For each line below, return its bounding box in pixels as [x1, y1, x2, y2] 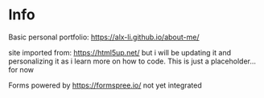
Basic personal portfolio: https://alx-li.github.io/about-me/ [8, 32, 200, 42]
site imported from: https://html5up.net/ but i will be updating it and [8, 47, 232, 57]
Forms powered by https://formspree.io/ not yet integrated [8, 80, 203, 90]
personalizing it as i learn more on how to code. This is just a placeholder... [8, 56, 256, 66]
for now [8, 64, 35, 74]
